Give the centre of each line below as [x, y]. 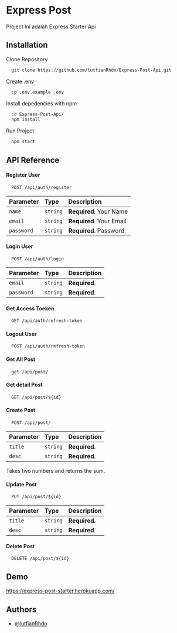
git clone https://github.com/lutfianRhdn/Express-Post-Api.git [91, 70]
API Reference [33, 160]
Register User [23, 175]
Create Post [21, 410]
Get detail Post [24, 385]
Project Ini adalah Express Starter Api [51, 26]
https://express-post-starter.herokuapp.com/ [61, 591]
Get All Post [21, 359]
